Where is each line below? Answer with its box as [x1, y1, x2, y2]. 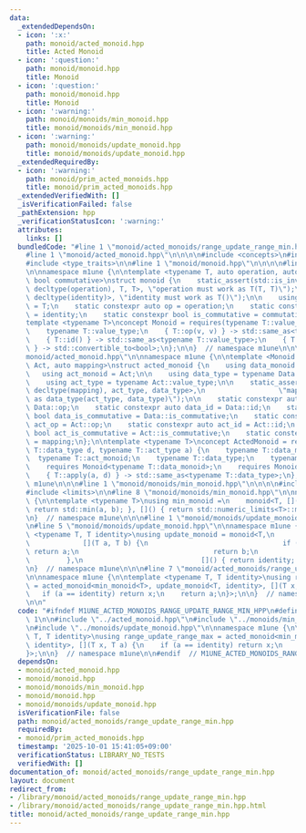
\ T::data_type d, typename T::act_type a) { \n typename [25, 446, 259, 455]
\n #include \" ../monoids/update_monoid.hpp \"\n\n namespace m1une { [25, 623, 287, 632]
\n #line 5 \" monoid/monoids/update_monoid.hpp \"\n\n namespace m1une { [25, 521, 300, 531]
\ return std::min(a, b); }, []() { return [25, 505, 194, 514]
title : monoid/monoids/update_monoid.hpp [25, 149, 185, 158]
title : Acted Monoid [25, 47, 104, 57]
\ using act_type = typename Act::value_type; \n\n [25, 377, 234, 387]
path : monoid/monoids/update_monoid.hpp [25, 140, 181, 149]
